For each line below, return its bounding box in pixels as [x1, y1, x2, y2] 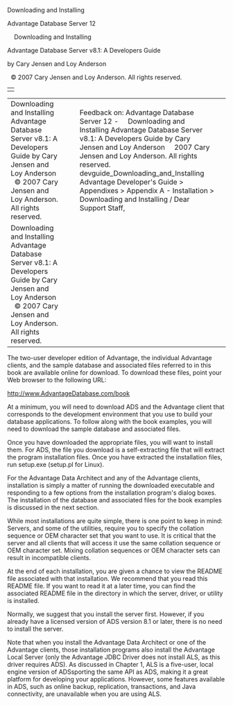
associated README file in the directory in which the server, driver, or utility [7, 589, 223, 597]
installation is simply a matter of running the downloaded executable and [7, 482, 215, 489]
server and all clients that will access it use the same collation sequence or [7, 539, 221, 547]
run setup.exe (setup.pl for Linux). [7, 461, 105, 468]
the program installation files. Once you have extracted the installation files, [7, 453, 223, 461]
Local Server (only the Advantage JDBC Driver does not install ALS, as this [7, 653, 221, 661]
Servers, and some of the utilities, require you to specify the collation [7, 524, 205, 532]
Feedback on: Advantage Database [79, 108, 194, 117]
